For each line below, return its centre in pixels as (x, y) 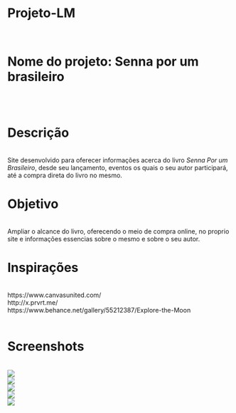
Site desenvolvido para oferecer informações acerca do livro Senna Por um (118, 160)
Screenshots (46, 346)
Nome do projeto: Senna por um (103, 62)
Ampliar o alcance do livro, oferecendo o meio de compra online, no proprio (118, 231)
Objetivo (33, 204)
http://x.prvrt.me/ (33, 302)
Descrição (38, 133)
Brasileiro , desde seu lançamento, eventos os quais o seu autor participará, (118, 167)
